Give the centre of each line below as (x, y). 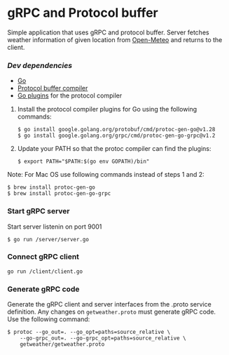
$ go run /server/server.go (48, 239)
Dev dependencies (40, 65)
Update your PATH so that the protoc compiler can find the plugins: (114, 149)
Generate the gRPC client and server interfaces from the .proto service (109, 304)
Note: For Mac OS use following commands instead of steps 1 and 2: (106, 175)
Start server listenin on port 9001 (55, 227)
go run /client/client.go (45, 272)
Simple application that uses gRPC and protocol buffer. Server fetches (108, 32)
